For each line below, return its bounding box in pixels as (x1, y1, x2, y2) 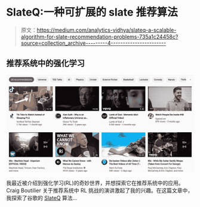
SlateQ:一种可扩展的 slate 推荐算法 (6, 5, 178, 19)
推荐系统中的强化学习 (6, 58, 85, 69)
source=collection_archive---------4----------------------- (20, 39, 167, 47)
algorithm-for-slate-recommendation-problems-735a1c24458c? (20, 33, 179, 40)
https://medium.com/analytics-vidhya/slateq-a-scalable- (36, 26, 177, 34)
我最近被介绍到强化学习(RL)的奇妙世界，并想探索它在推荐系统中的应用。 (6, 179, 184, 187)
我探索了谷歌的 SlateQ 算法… (6, 194, 78, 202)
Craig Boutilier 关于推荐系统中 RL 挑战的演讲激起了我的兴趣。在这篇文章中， (6, 187, 193, 194)
